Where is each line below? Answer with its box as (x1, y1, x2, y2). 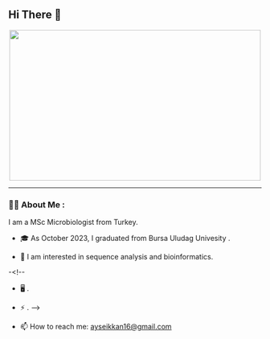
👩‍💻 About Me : (8, 198, 66, 210)
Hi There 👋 (8, 8, 62, 22)
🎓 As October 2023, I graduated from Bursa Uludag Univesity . (19, 234, 231, 243)
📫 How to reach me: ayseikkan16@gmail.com (19, 322, 172, 332)
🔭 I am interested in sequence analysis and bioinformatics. (19, 252, 214, 262)
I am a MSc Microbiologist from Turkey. (8, 218, 138, 227)
